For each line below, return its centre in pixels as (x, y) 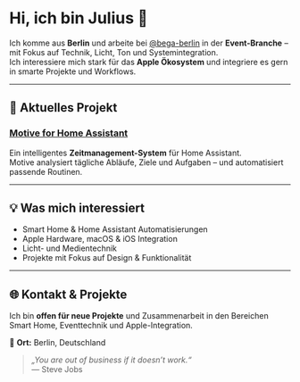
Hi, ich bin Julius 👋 (79, 18)
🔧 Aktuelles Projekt (63, 108)
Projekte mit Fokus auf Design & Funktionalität (107, 258)
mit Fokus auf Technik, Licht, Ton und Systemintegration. (114, 52)
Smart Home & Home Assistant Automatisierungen (115, 229)
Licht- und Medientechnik (70, 248)
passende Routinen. (46, 171)
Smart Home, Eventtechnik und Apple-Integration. (101, 326)
